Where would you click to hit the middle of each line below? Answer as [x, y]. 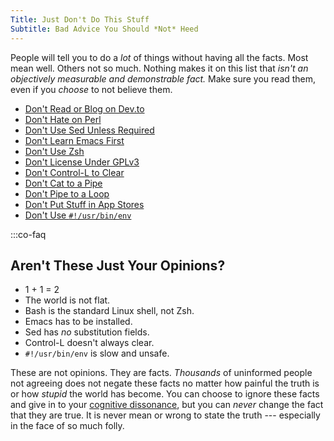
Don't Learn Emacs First [74, 140]
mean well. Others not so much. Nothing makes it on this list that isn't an [159, 68]
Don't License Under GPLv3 [82, 162]
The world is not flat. [67, 300]
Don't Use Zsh [54, 151]
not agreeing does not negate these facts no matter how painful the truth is [165, 383]
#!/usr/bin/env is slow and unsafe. [97, 353]
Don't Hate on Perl [63, 119]
